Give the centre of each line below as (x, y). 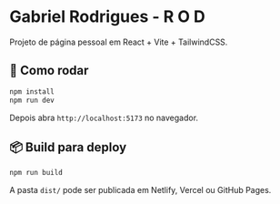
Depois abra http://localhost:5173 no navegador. (104, 117)
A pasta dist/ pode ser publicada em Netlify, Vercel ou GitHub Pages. (140, 190)
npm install (32, 92)
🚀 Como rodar (49, 71)
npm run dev (32, 100)
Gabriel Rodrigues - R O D (108, 17)
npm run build (36, 173)
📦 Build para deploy (68, 147)
